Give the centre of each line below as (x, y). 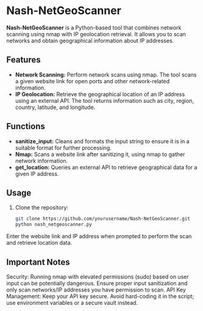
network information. (41, 160)
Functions (26, 126)
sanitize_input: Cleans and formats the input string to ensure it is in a (102, 141)
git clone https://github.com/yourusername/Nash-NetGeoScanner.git (102, 219)
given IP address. (37, 174)
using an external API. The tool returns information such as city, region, (104, 100)
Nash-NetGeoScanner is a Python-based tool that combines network (94, 28)
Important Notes (38, 262)
